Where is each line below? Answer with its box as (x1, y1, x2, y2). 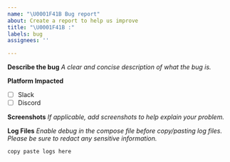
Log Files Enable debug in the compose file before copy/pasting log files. (7, 126, 223, 136)
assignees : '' (7, 37, 50, 44)
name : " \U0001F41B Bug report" (7, 10, 100, 18)
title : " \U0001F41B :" (7, 24, 75, 31)
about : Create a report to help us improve (7, 17, 139, 24)
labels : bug (7, 30, 43, 38)
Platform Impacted (7, 76, 64, 86)
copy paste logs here (7, 148, 72, 156)
